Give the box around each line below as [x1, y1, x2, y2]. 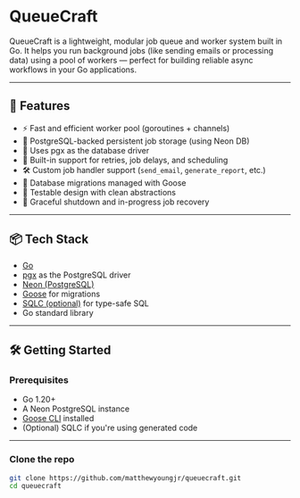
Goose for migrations [21, 288, 101, 299]
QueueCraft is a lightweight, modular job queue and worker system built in [9, 36, 283, 46]
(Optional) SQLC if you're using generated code [21, 422, 198, 434]
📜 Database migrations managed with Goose [21, 177, 187, 188]
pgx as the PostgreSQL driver [21, 270, 131, 280]
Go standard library [21, 307, 94, 318]
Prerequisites [9, 373, 69, 386]
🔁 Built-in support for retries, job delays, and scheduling [21, 154, 229, 165]
